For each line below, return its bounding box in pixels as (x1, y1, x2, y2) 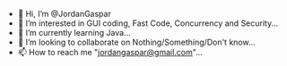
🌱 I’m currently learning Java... (17, 28, 132, 37)
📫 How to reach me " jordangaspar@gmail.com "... (17, 47, 204, 57)
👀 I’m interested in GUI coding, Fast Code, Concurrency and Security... (17, 18, 279, 29)
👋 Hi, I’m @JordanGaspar (17, 9, 112, 19)
